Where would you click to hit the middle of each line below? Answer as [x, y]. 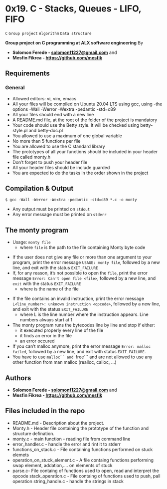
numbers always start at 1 [46, 320]
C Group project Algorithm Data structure [48, 33]
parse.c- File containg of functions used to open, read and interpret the [86, 471]
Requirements [27, 74]
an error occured [37, 341]
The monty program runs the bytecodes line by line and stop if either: [84, 325]
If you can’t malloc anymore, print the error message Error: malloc [82, 346]
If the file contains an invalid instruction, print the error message [78, 299]
